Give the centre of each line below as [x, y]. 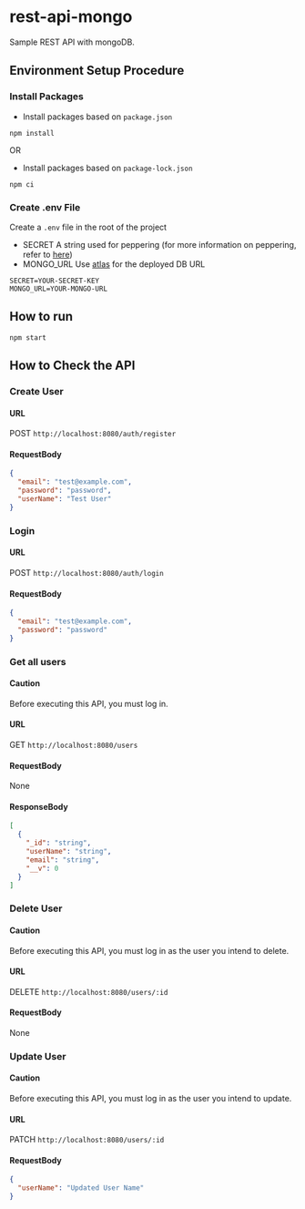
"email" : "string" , [63, 860]
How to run [41, 317]
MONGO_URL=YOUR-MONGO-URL [58, 289]
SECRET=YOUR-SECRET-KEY [55, 281]
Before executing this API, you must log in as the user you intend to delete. [149, 950]
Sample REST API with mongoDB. [72, 42]
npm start [28, 338]
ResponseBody [39, 806]
